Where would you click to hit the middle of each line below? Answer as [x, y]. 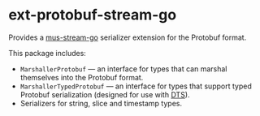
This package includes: [48, 53]
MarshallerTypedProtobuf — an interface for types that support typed [136, 86]
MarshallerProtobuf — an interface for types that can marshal [123, 69]
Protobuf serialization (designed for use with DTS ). [105, 94]
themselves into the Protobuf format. [82, 77]
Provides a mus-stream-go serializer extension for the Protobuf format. [128, 37]
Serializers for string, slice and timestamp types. [101, 103]
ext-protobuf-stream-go [93, 15]
